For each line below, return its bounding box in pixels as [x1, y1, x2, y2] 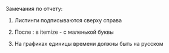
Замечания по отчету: [5, 5, 63, 12]
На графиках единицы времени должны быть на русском [14, 40, 164, 47]
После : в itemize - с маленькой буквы [14, 28, 114, 36]
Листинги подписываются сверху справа [14, 17, 122, 23]
